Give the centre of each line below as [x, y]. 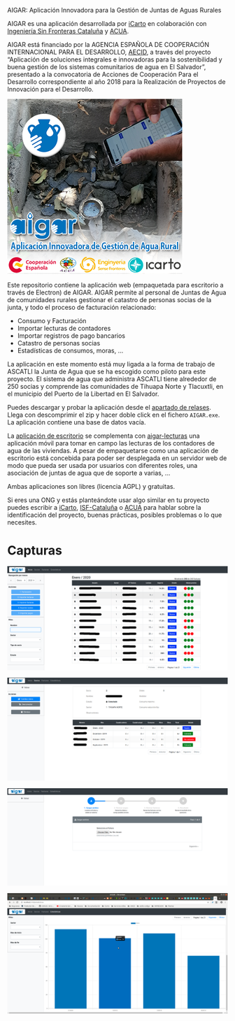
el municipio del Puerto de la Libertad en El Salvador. [83, 394]
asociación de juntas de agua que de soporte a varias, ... [89, 473]
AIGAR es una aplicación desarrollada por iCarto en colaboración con [107, 23]
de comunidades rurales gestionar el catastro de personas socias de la [109, 300]
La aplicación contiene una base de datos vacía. [77, 422]
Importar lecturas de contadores [64, 328]
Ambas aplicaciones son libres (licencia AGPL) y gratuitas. [91, 486]
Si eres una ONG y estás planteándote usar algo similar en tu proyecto [108, 500]
